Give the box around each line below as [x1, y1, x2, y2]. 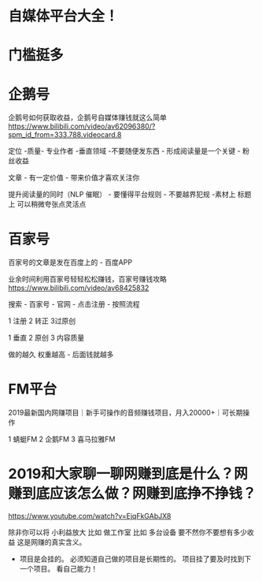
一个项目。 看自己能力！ [19, 564, 98, 574]
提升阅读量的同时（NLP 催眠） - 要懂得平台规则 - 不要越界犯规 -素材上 [8, 190, 236, 199]
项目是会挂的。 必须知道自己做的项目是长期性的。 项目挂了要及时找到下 [19, 554, 252, 564]
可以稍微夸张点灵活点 [17, 199, 87, 209]
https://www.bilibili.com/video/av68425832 [8, 283, 149, 292]
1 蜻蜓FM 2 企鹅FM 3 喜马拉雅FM [8, 434, 116, 444]
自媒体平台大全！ [8, 7, 120, 25]
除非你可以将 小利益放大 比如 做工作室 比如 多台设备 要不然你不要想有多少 [8, 527, 248, 537]
